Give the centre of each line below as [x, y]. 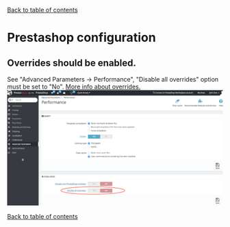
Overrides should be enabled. [72, 63]
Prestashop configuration [81, 38]
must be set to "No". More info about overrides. [74, 86]
